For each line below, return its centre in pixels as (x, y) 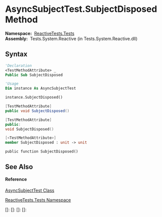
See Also (19, 167)
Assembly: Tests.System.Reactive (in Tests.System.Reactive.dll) (71, 39)
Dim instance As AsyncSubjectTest (41, 88)
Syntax (16, 54)
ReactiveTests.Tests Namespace (38, 200)
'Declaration (19, 65)
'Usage (12, 84)
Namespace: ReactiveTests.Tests (40, 33)
